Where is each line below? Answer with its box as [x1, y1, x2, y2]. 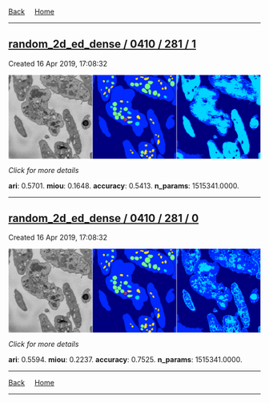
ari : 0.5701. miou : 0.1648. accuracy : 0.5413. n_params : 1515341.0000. [8, 180, 240, 191]
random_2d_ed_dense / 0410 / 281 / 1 [8, 38, 196, 51]
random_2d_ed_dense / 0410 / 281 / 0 [8, 212, 199, 225]
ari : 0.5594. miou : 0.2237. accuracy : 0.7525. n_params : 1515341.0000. [8, 355, 243, 365]
